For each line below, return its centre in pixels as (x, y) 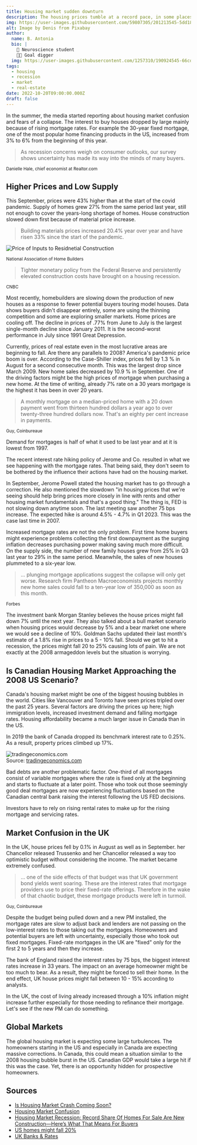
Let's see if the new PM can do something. (58, 1009)
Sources (22, 1091)
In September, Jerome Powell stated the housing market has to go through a (98, 483)
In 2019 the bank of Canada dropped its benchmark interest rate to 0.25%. (96, 737)
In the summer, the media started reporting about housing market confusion (98, 116)
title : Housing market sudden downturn (55, 11)
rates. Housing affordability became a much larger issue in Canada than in (96, 719)
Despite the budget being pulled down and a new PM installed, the (86, 917)
